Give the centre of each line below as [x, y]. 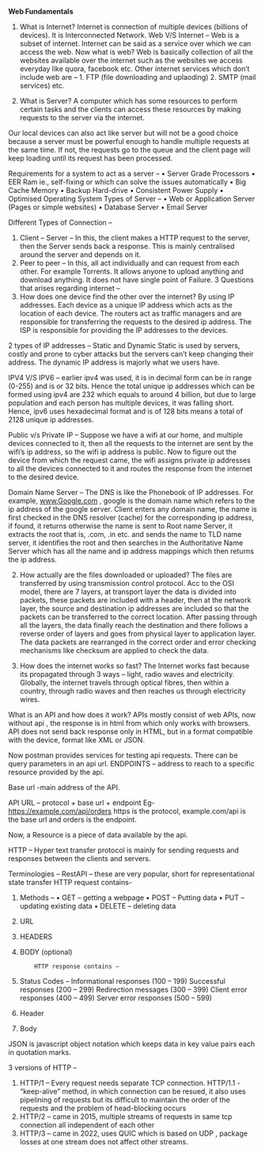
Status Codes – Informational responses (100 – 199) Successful [122, 981]
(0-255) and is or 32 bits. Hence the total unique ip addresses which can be [132, 386]
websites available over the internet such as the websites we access [131, 60]
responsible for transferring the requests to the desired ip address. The [135, 322]
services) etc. [42, 85]
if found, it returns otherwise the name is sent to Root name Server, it [121, 526]
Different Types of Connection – [60, 222]
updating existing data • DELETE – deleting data [98, 906]
